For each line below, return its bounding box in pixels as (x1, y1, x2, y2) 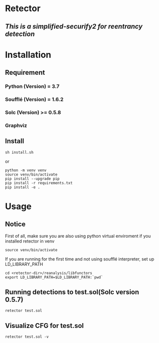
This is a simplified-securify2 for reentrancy (5, 22, 142, 31)
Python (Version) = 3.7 (5, 83, 60, 90)
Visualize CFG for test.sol (5, 321, 84, 330)
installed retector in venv (5, 238, 55, 244)
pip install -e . (5, 185, 40, 190)
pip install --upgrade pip (5, 176, 60, 181)
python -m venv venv (5, 168, 47, 173)
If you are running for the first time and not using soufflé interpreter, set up (5, 256, 155, 262)
